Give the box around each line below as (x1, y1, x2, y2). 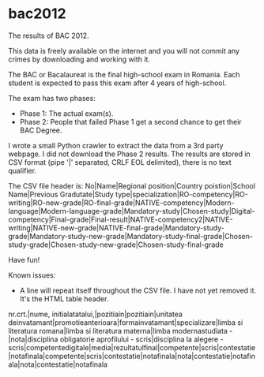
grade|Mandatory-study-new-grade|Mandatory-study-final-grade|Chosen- (8, 231, 253, 241)
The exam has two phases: (8, 93, 96, 103)
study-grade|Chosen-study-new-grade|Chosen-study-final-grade (8, 240, 224, 249)
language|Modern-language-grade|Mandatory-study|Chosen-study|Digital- (8, 206, 255, 215)
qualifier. (8, 166, 37, 175)
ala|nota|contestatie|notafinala (8, 360, 108, 369)
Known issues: (8, 270, 56, 280)
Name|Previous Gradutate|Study (8, 189, 115, 199)
